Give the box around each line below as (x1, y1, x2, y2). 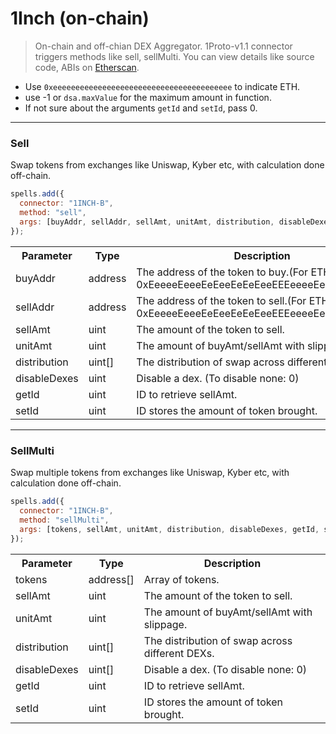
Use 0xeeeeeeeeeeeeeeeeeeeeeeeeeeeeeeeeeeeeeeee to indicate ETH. (24, 80, 301, 92)
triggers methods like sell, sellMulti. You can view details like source (34, 50, 315, 62)
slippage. (143, 617, 188, 631)
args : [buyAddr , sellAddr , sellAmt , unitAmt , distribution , (19, 217, 275, 227)
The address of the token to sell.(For (136, 293, 307, 307)
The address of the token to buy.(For (136, 265, 309, 279)
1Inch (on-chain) (10, 7, 150, 30)
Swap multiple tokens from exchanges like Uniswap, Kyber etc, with (10, 467, 290, 479)
